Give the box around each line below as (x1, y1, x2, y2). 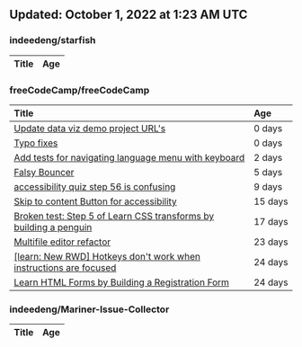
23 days (253, 236, 289, 248)
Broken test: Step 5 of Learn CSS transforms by (13, 209, 214, 222)
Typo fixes (13, 137, 58, 149)
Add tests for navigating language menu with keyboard (13, 151, 245, 164)
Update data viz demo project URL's (13, 121, 166, 134)
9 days (253, 180, 283, 192)
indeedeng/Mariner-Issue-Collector (9, 303, 170, 316)
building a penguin (13, 220, 93, 233)
